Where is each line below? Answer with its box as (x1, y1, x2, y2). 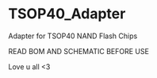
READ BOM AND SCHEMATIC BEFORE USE (8, 46, 149, 56)
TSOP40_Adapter (8, 5, 126, 23)
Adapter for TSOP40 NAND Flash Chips (8, 31, 138, 41)
